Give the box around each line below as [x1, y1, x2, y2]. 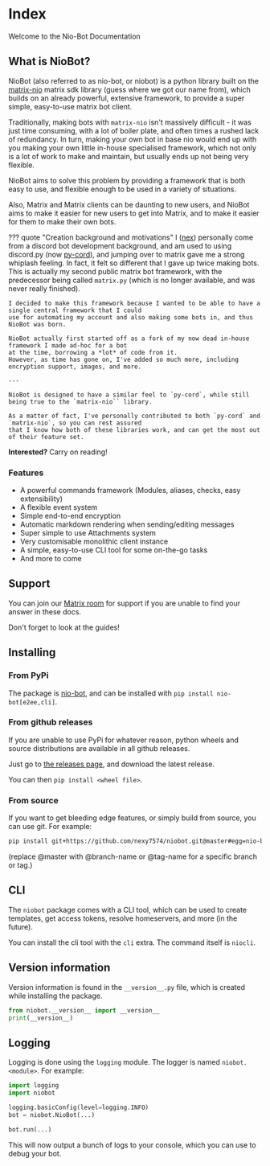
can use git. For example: [8, 822, 92, 831]
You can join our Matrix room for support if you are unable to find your [8, 598, 241, 608]
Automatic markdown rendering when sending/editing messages [19, 519, 235, 529]
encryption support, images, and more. [8, 363, 142, 371]
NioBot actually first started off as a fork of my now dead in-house [8, 335, 250, 343]
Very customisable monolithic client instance [19, 536, 169, 547]
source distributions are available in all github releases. [8, 743, 190, 753]
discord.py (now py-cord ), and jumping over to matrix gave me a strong [8, 249, 245, 259]
